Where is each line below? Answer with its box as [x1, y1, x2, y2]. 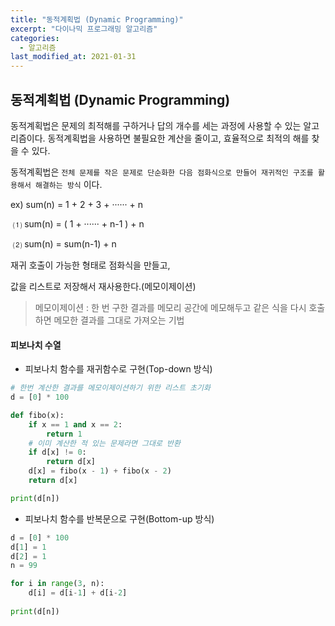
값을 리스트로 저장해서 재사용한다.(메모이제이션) [10, 280, 197, 292]
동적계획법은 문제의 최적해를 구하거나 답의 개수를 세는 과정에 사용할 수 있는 [10, 119, 302, 131]
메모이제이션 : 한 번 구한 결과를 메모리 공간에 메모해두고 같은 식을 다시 [34, 301, 307, 313]
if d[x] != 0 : [28, 447, 87, 458]
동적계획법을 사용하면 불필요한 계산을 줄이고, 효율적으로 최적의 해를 [47, 132, 310, 144]
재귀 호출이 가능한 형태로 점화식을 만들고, [10, 259, 171, 271]
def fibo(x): [10, 410, 65, 420]
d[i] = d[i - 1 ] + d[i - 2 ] [28, 588, 128, 598]
